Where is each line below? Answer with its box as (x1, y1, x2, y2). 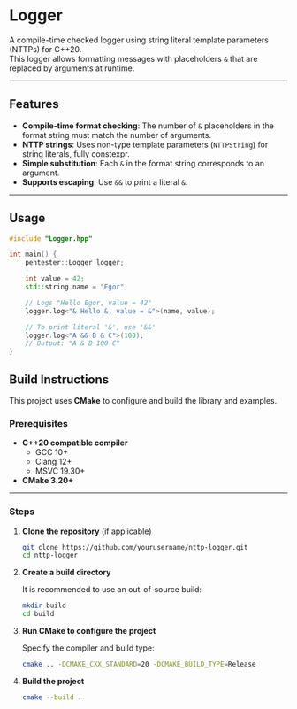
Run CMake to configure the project (21, 626, 156, 636)
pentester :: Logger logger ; (25, 258, 125, 267)
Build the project (21, 675, 85, 686)
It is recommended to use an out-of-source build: (21, 584, 202, 595)
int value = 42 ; (25, 274, 86, 283)
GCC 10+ (34, 447, 69, 458)
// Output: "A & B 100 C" (25, 339, 121, 348)
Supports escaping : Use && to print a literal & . (21, 176, 188, 187)
